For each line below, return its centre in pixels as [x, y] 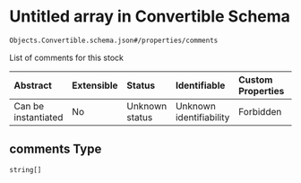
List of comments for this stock [66, 57]
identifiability [202, 117]
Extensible [95, 85]
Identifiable [200, 85]
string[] [26, 170]
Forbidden [260, 111]
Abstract [33, 85]
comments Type [56, 149]
